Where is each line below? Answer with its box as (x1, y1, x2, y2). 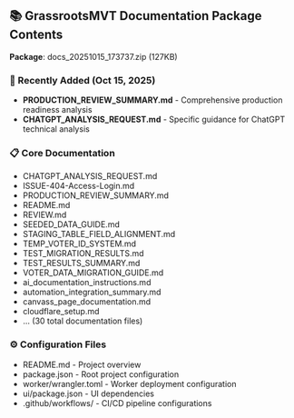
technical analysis (22, 124, 91, 134)
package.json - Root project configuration (22, 368, 180, 380)
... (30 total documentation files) (22, 315, 143, 326)
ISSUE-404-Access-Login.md (22, 181, 135, 192)
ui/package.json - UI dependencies (22, 388, 154, 399)
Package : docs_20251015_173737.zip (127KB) (9, 51, 179, 62)
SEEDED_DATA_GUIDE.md (22, 219, 120, 230)
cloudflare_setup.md (22, 306, 100, 317)
